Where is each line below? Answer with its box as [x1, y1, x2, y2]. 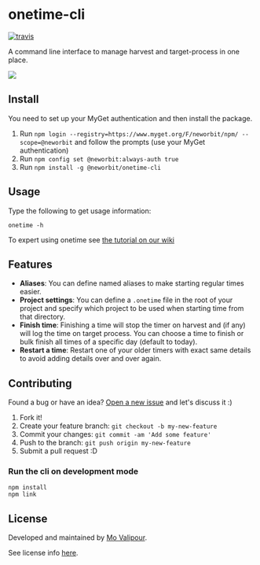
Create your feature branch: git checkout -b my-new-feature [19, 421, 218, 430]
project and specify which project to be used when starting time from [19, 304, 244, 313]
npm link [8, 490, 37, 499]
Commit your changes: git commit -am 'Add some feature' [19, 430, 212, 439]
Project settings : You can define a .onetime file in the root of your [19, 295, 233, 305]
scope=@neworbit [19, 138, 73, 146]
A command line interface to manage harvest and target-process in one [8, 46, 240, 56]
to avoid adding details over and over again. [19, 354, 162, 364]
